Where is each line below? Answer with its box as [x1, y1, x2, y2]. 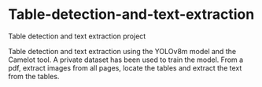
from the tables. [8, 71, 60, 81]
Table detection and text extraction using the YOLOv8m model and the [8, 46, 237, 56]
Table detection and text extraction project [8, 31, 146, 41]
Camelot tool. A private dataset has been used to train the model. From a [8, 55, 244, 64]
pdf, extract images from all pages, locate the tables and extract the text [8, 63, 242, 72]
